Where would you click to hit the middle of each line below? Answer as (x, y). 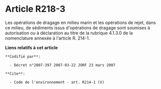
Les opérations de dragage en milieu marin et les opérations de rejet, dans (80, 22)
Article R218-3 (35, 9)
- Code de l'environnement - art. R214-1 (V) (57, 82)
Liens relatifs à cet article (32, 47)
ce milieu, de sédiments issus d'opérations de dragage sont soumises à (78, 27)
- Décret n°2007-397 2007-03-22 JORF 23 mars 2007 (63, 65)
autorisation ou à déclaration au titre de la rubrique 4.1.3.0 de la (69, 33)
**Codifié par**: (23, 56)
